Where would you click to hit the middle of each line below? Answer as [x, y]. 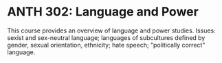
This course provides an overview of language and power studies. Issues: [112, 30]
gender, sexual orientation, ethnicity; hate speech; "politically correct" [106, 45]
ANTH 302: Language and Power [103, 12]
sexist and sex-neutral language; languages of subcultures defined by [106, 37]
